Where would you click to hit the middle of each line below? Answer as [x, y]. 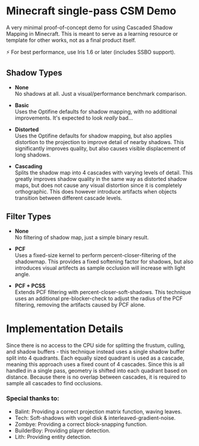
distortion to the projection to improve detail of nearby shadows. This [99, 142]
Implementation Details [65, 328]
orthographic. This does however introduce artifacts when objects [96, 191]
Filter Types [29, 216]
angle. [23, 274]
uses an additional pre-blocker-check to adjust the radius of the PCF [99, 298]
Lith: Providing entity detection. [53, 436]
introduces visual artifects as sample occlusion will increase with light [100, 268]
